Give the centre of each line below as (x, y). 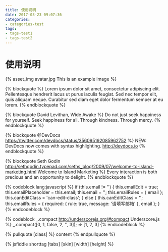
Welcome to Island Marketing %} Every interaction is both (97, 172)
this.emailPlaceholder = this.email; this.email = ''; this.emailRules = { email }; (84, 192)
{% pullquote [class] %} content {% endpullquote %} (60, 234)
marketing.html (21, 172)
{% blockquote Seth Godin (33, 161)
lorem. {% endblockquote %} (36, 105)
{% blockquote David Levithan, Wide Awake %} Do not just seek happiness (83, 115)
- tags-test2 (19, 38)
